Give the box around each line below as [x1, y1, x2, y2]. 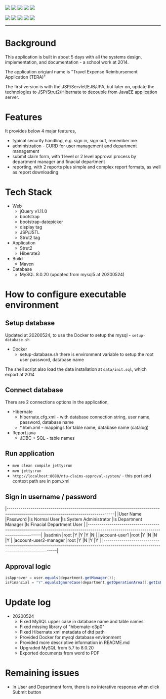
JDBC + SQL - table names [19, 435, 75, 441]
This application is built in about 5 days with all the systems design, [5, 54, 142, 59]
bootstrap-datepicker [19, 219, 63, 225]
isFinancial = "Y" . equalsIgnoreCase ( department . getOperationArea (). [5, 580, 149, 585]
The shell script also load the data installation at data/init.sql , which [5, 366, 147, 372]
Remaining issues [5, 667, 80, 679]
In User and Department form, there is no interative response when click [12, 684, 160, 690]
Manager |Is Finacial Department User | [5, 522, 85, 527]
